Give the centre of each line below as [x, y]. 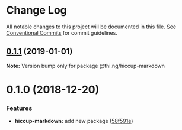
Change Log [36, 10]
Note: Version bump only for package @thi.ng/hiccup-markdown [85, 66]
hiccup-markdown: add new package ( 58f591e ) [74, 121]
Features [19, 108]
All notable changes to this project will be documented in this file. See [91, 27]
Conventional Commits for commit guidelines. [62, 32]
